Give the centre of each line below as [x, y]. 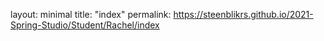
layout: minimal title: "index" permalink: [91, 14]
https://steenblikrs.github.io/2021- [243, 14]
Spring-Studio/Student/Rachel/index [85, 25]
